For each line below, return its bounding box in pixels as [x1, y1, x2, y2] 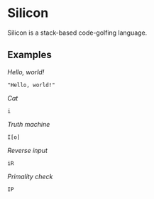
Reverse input [7, 146, 48, 154]
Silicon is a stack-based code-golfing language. [7, 28, 148, 37]
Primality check [7, 172, 53, 181]
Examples [7, 49, 52, 61]
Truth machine [7, 120, 50, 128]
